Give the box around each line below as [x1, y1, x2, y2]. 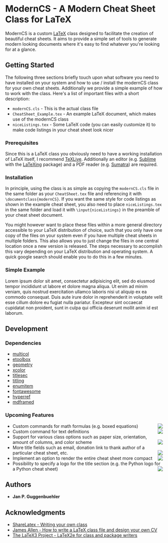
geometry [12, 361, 33, 368]
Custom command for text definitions [12, 428, 89, 434]
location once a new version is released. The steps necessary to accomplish [5, 243, 162, 249]
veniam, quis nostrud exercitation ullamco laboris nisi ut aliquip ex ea [5, 289, 147, 295]
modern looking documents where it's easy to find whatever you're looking [5, 41, 160, 47]
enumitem [12, 383, 33, 389]
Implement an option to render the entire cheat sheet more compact [12, 455, 152, 461]
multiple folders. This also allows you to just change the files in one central [5, 238, 159, 244]
